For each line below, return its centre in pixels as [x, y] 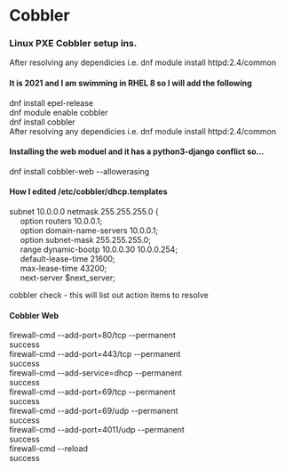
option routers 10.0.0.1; [61, 221]
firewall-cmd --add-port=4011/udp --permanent [97, 430]
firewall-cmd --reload [49, 449]
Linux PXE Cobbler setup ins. [73, 44]
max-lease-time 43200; [63, 269]
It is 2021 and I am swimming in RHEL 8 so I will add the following [131, 83]
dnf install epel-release [51, 102]
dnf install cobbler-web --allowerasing [79, 171]
